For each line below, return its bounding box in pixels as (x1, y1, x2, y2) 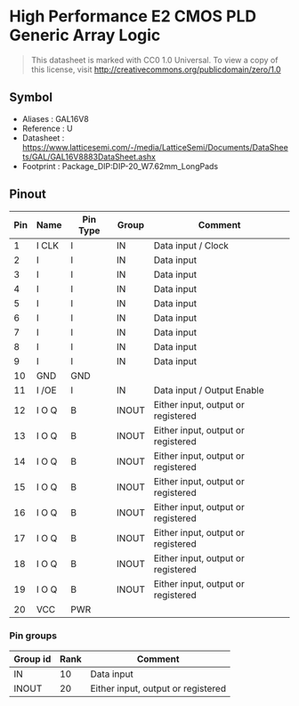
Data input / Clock (153, 239, 230, 251)
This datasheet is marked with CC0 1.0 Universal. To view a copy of (30, 54, 279, 65)
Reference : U (21, 123, 73, 134)
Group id (13, 653, 52, 665)
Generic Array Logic (9, 25, 161, 45)
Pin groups (9, 629, 58, 642)
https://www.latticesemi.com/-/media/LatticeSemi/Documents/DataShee (21, 142, 289, 152)
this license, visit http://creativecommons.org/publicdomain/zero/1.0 (30, 64, 282, 75)
